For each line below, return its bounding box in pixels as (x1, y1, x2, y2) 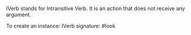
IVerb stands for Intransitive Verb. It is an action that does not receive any (6, 5, 185, 12)
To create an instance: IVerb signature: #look (6, 23, 116, 29)
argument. (6, 11, 31, 18)
